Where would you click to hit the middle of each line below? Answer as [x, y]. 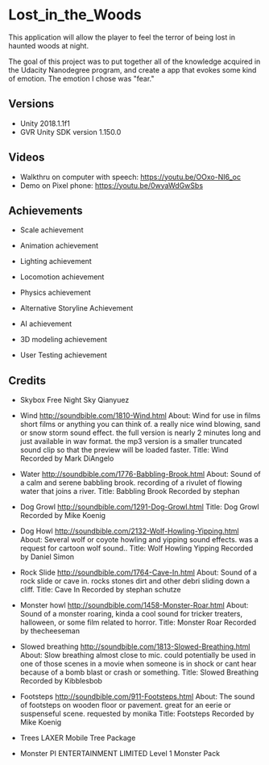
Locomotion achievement [62, 277]
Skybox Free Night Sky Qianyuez [74, 400]
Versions [31, 104]
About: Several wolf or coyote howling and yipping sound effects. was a [139, 540]
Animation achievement [59, 246]
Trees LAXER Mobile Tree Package [78, 738]
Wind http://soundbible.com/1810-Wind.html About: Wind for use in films [140, 416]
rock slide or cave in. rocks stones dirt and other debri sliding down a [135, 581]
